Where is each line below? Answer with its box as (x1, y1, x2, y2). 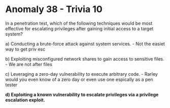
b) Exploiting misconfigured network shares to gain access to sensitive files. (5, 56, 165, 62)
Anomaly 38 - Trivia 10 (5, 4, 103, 15)
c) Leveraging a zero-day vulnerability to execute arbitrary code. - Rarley (5, 71, 158, 77)
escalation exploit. (5, 97, 46, 103)
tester (5, 82, 18, 88)
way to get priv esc (5, 46, 46, 52)
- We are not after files (5, 61, 52, 67)
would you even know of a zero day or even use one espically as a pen (5, 76, 153, 82)
